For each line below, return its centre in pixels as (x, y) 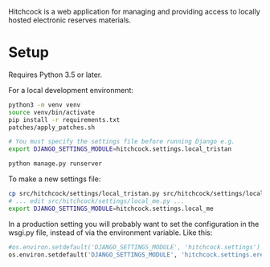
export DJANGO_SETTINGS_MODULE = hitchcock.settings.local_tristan (120, 149)
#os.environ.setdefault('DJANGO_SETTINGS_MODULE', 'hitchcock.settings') (135, 247)
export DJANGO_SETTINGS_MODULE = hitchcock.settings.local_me (111, 208)
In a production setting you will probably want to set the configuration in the (134, 224)
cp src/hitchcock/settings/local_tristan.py (84, 194)
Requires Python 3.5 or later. (55, 75)
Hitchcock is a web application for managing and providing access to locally (135, 12)
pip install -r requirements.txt (64, 119)
